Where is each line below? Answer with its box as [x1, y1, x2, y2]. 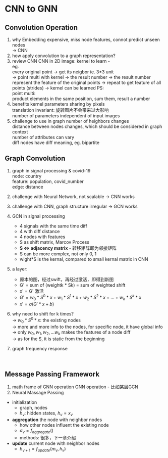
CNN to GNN [5, 3, 58, 15]
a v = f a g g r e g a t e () [19, 428, 53, 435]
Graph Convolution [5, 154, 66, 163]
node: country [12, 173, 42, 179]
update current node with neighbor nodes [12, 440, 99, 446]
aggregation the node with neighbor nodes [12, 417, 102, 423]
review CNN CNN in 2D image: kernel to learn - [12, 58, 110, 64]
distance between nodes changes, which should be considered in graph [12, 123, 162, 129]
